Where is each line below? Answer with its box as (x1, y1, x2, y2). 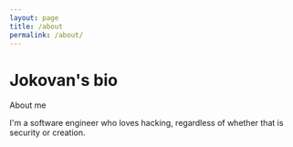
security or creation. (9, 127, 86, 138)
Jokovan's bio (9, 69, 119, 90)
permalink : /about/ (9, 30, 84, 39)
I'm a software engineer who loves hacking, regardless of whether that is (9, 118, 284, 129)
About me (9, 100, 47, 110)
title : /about (9, 22, 64, 31)
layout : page (9, 13, 59, 23)
